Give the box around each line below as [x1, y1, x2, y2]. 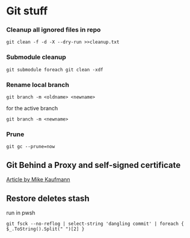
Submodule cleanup [6, 53, 66, 61]
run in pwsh [6, 209, 35, 216]
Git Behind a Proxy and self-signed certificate [6, 160, 181, 170]
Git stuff [6, 4, 48, 18]
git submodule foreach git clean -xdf [6, 67, 103, 73]
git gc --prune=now [6, 144, 55, 150]
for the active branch [6, 105, 58, 112]
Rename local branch [6, 80, 69, 89]
